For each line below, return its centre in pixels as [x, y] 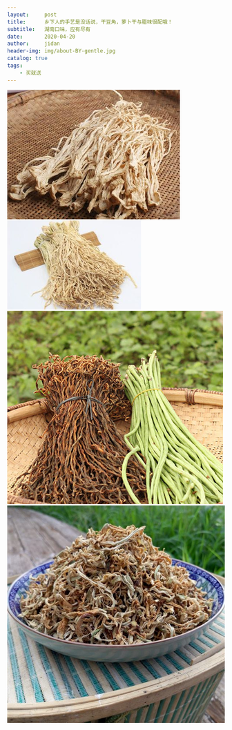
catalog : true [28, 59]
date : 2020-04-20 [41, 37]
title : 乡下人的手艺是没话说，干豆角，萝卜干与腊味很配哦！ [90, 22]
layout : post [32, 15]
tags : [15, 66]
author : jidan [33, 44]
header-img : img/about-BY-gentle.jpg [61, 51]
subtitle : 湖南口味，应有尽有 [49, 29]
